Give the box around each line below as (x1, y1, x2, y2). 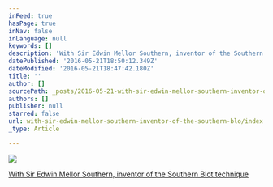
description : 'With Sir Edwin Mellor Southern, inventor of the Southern (8, 49, 264, 57)
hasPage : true (8, 19, 57, 28)
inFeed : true (8, 11, 53, 20)
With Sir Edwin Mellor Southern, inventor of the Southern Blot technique (8, 169, 249, 179)
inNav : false (8, 27, 53, 35)
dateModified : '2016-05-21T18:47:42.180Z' (8, 65, 154, 73)
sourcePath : (8, 87, 49, 96)
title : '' (8, 72, 42, 80)
